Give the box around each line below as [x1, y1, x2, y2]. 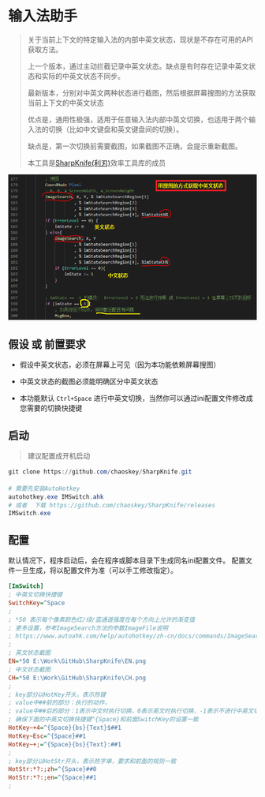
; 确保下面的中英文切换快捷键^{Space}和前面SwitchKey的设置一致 [8, 716, 199, 724]
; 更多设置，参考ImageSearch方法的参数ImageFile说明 [8, 624, 168, 632]
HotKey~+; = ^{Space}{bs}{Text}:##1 [8, 740, 122, 748]
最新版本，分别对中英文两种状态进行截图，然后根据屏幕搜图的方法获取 [27, 88, 256, 97]
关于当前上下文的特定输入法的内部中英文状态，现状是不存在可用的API [27, 35, 254, 44]
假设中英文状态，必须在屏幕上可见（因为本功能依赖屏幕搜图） [19, 360, 221, 369]
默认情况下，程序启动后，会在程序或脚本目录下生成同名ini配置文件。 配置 [8, 556, 246, 565]
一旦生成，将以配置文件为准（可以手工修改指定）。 [14, 566, 177, 575]
